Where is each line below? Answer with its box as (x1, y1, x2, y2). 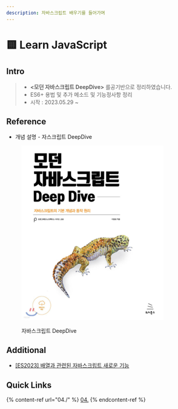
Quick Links (6, 380, 52, 390)
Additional (6, 345, 47, 355)
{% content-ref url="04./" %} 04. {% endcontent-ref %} (6, 396, 147, 404)
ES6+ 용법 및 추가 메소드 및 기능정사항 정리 (30, 91, 133, 98)
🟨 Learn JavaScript (6, 38, 108, 52)
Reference (6, 116, 47, 127)
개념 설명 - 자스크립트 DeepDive (15, 133, 93, 141)
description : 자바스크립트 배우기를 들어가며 (6, 10, 105, 16)
